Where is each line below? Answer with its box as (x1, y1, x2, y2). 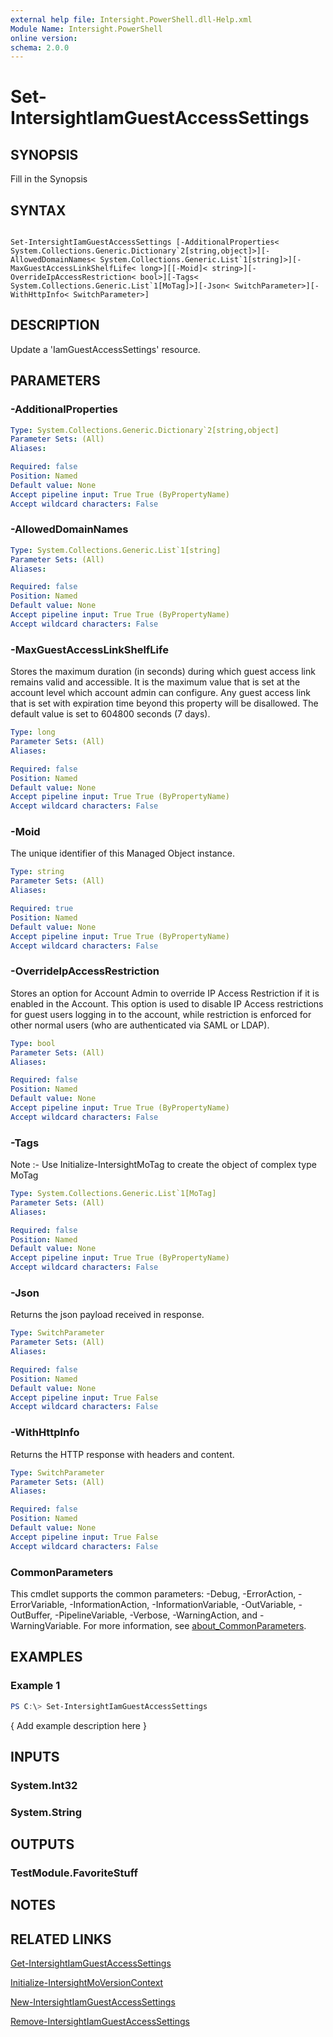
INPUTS (10, 1748, 60, 1765)
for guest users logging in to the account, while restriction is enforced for (10, 1008, 312, 1020)
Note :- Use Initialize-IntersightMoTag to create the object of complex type (10, 1159, 317, 1171)
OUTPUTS (10, 1836, 75, 1853)
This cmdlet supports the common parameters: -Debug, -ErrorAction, (10, 1587, 297, 1600)
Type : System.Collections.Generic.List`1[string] (10, 545, 222, 555)
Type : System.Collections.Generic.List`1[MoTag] (10, 1189, 217, 1199)
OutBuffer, (10, 1609, 53, 1621)
